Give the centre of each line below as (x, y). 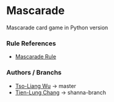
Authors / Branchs (34, 73)
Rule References (31, 43)
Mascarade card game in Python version (57, 27)
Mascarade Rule (36, 57)
